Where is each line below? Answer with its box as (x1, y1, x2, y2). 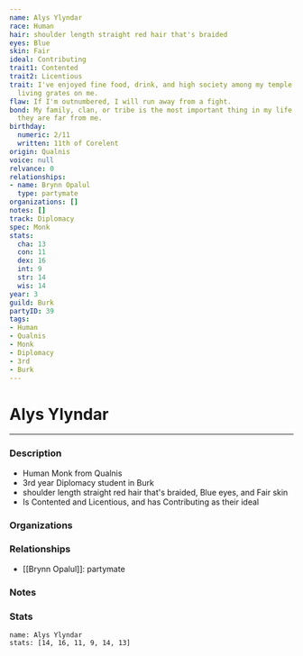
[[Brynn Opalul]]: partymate (22, 563, 126, 574)
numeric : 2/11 (17, 131, 70, 140)
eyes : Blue (9, 38, 50, 48)
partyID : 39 (9, 306, 54, 315)
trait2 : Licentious (9, 72, 83, 81)
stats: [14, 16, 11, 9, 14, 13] (9, 639, 131, 648)
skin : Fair (9, 47, 50, 56)
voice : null (9, 155, 54, 165)
